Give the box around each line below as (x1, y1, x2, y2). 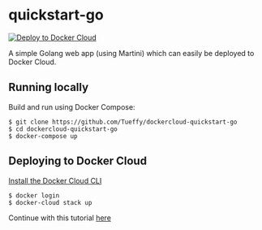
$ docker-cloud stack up (8, 198, 92, 206)
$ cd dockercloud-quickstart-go (8, 124, 118, 133)
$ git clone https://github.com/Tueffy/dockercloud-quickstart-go (8, 118, 238, 126)
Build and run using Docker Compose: (8, 102, 135, 111)
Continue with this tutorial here (8, 213, 112, 223)
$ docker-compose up (8, 132, 79, 140)
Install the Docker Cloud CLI (8, 176, 102, 185)
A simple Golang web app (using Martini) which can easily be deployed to (8, 48, 255, 58)
